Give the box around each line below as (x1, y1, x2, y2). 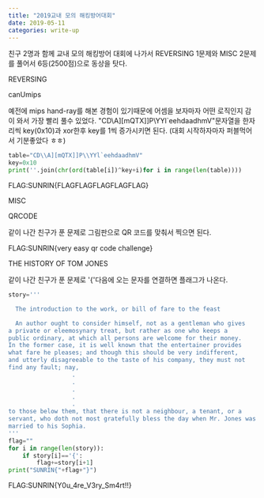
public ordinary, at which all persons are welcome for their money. (8, 334, 243, 342)
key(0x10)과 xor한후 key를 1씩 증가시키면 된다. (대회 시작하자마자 (22, 126, 225, 135)
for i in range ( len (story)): (8, 444, 104, 452)
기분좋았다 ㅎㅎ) (16, 136, 66, 145)
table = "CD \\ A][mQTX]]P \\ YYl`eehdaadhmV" (8, 152, 144, 160)
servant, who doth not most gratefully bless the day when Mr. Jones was (8, 415, 257, 423)
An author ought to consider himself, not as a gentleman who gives (15, 319, 246, 327)
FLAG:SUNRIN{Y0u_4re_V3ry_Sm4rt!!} (8, 481, 132, 490)
